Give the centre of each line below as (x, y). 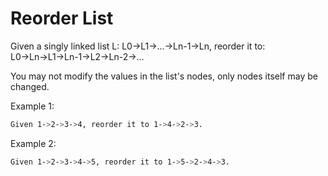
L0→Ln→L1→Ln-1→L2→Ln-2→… (77, 56)
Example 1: (32, 106)
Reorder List (62, 18)
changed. (30, 86)
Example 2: (33, 143)
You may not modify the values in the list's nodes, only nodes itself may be (164, 76)
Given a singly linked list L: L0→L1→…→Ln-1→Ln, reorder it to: (138, 46)
